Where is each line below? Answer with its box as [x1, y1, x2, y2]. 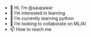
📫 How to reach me [9, 26, 51, 32]
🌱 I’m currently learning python [9, 15, 74, 21]
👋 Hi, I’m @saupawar [9, 5, 53, 10]
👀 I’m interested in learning [9, 10, 65, 16]
